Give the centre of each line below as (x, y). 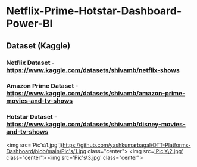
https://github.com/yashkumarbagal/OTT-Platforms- (126, 145)
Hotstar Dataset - (32, 117)
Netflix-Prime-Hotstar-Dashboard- (94, 11)
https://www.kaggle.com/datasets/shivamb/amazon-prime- (96, 94)
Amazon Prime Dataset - (42, 86)
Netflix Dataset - (30, 63)
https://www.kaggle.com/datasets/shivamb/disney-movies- (96, 125)
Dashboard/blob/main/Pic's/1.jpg (46, 151)
